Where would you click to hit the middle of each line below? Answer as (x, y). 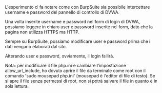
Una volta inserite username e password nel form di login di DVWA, (72, 22)
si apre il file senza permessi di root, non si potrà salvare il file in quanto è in (81, 81)
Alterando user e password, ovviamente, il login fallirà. (60, 56)
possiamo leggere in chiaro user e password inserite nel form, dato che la (79, 27)
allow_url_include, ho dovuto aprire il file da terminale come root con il (75, 71)
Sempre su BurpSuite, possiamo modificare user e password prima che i (78, 41)
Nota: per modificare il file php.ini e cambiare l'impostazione (66, 65)
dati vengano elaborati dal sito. (36, 46)
